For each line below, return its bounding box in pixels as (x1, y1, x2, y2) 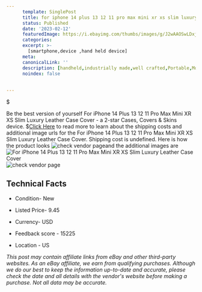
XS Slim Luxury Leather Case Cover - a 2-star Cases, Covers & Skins (6, 116, 177, 124)
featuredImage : (22, 31, 61, 37)
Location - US (14, 241, 50, 249)
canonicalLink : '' (22, 59, 69, 65)
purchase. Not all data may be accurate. (6, 279, 107, 286)
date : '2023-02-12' (22, 25, 71, 32)
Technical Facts (6, 179, 67, 189)
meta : (22, 54, 36, 60)
